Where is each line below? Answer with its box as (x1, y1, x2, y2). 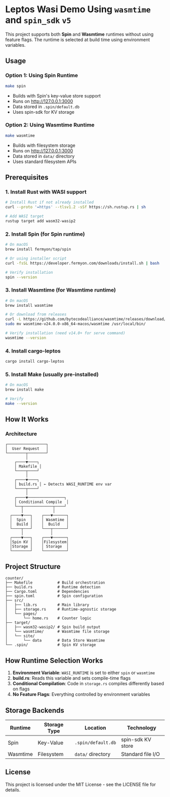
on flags (12, 686, 30, 692)
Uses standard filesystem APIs (12, 158, 77, 165)
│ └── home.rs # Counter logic (5, 616, 92, 621)
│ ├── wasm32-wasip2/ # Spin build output (5, 625, 101, 630)
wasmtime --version (5, 335, 47, 340)
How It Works (5, 415, 49, 424)
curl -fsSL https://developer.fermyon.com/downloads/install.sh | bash (5, 261, 159, 266)
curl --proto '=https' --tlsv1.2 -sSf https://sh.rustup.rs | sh (5, 205, 146, 210)
